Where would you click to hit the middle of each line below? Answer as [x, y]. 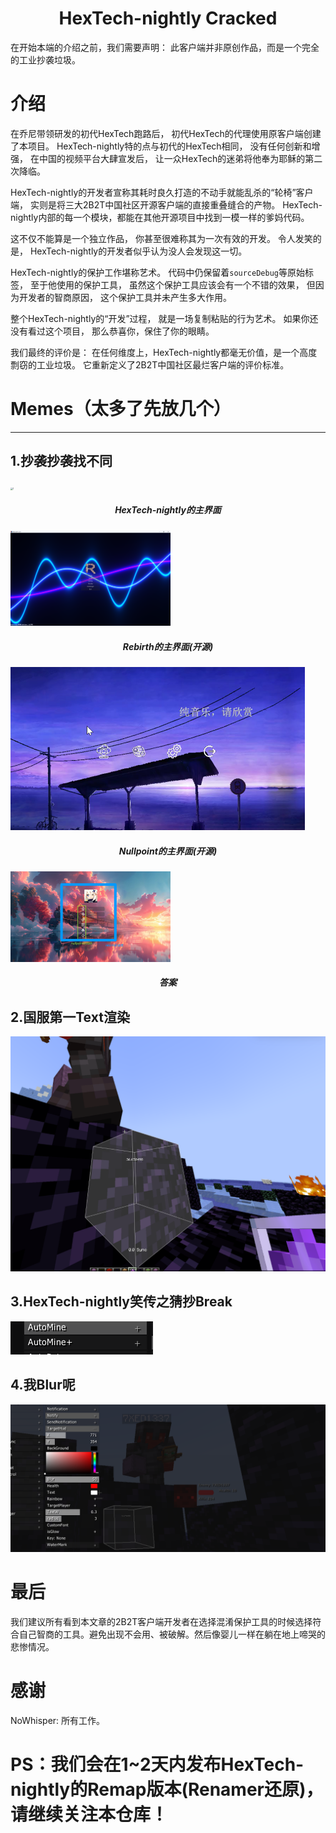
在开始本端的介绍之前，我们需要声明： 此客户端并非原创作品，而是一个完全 [165, 47]
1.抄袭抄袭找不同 [61, 461]
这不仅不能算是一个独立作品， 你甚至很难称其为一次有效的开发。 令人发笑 [161, 238]
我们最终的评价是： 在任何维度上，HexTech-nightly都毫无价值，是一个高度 [164, 352]
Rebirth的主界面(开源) [168, 646]
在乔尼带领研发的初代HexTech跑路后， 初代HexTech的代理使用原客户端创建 [166, 133]
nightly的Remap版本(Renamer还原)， [167, 1789]
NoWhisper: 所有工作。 [58, 1720]
